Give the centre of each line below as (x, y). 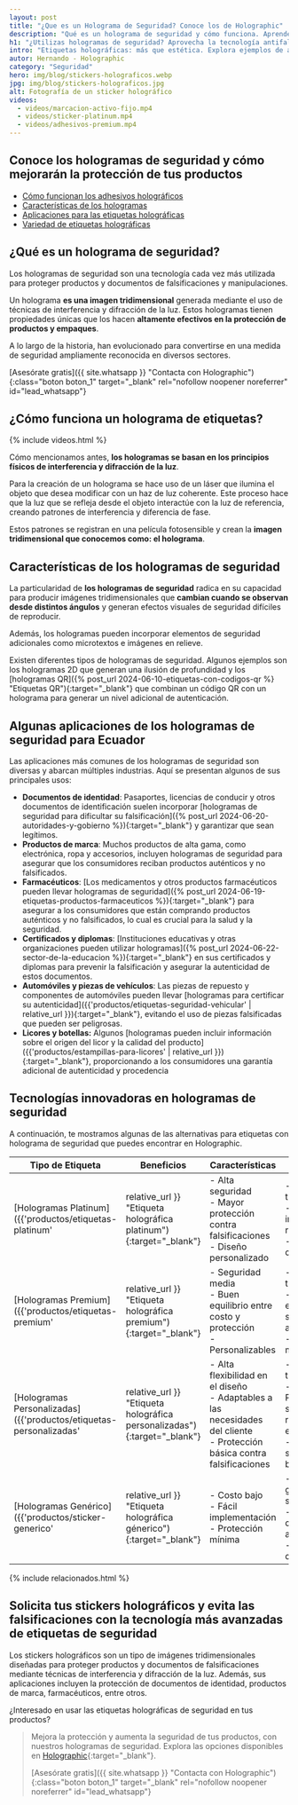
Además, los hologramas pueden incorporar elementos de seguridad (135, 634)
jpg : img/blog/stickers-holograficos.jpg (87, 83)
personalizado (239, 1257)
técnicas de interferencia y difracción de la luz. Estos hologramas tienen (141, 309)
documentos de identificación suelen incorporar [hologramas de (140, 807)
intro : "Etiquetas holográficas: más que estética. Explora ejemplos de (146, 51)
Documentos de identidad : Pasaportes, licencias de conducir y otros (149, 797)
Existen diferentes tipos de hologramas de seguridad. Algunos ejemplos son (149, 660)
